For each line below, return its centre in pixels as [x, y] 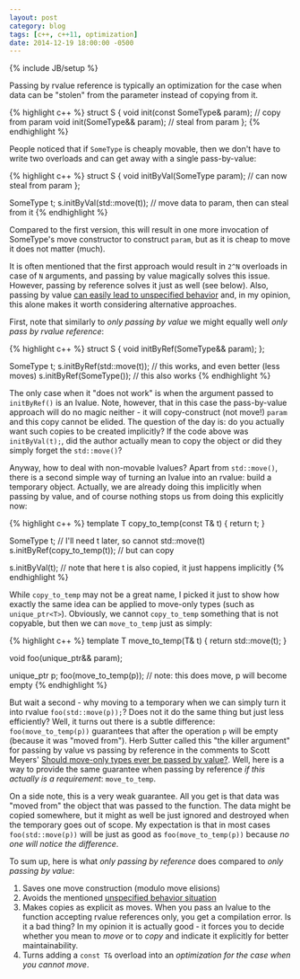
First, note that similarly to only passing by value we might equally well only [149, 322]
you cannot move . [56, 965]
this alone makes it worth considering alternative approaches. [123, 304]
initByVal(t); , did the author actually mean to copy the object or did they [146, 441]
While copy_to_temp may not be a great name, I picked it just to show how [145, 595]
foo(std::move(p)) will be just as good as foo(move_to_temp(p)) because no [150, 834]
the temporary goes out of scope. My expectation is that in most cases [140, 825]
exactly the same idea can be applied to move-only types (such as [132, 604]
